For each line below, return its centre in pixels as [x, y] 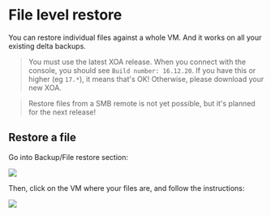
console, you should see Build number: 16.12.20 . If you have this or [142, 70]
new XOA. [45, 88]
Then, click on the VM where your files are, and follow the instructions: [127, 188]
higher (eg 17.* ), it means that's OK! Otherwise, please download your [146, 79]
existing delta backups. [47, 45]
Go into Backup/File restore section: [68, 157]
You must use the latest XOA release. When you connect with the [137, 62]
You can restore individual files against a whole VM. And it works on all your [135, 37]
